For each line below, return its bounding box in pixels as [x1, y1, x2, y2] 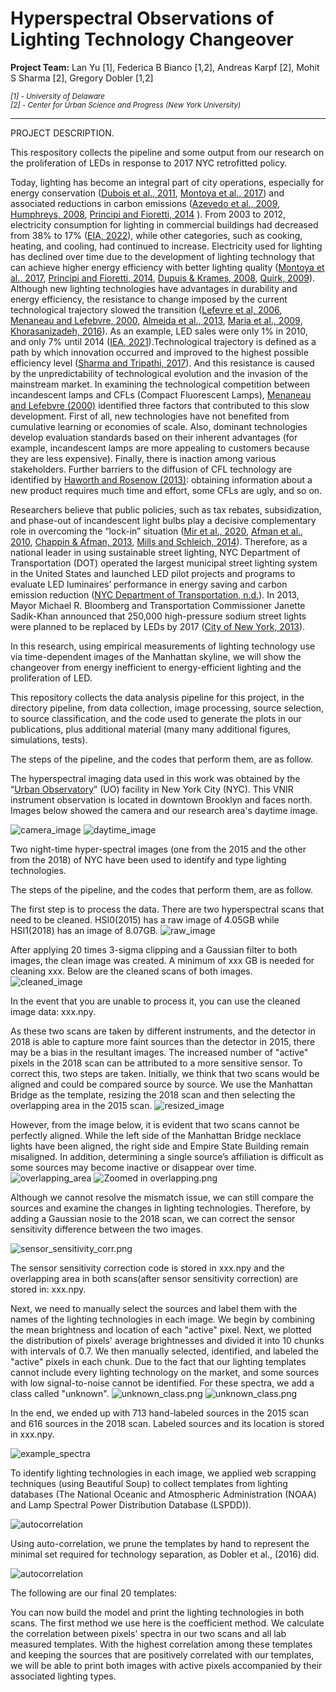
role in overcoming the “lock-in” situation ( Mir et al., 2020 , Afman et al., [10, 525, 304, 537]
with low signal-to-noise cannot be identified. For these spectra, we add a [10, 1377, 315, 1389]
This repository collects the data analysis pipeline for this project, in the [10, 691, 305, 703]
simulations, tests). [10, 733, 88, 746]
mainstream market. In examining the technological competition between [10, 378, 311, 390]
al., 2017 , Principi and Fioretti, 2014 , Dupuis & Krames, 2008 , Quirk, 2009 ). [10, 272, 316, 284]
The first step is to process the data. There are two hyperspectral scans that [10, 903, 325, 915]
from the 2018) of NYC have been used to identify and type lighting [10, 853, 287, 866]
